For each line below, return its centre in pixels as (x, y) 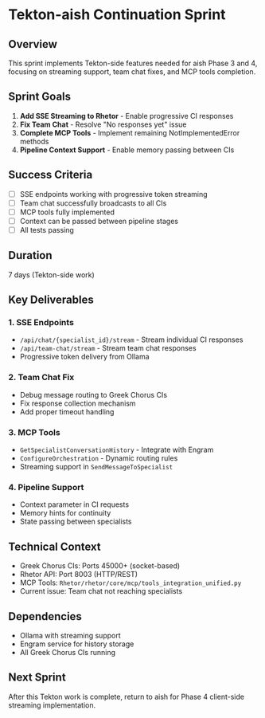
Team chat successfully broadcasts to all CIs (93, 203)
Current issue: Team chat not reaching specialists (101, 591)
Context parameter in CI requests (74, 504)
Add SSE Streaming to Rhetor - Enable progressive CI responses (127, 116)
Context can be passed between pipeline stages (99, 221)
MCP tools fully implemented (67, 212)
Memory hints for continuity (65, 513)
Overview (33, 44)
